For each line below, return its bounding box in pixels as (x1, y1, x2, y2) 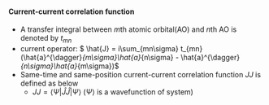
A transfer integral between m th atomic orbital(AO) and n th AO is (20, 24, 237, 34)
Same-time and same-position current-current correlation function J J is (20, 70, 262, 79)
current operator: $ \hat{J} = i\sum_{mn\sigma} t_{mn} (20, 44, 203, 53)
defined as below (20, 78, 79, 88)
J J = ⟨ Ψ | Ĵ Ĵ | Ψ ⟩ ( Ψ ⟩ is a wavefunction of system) (32, 87, 193, 97)
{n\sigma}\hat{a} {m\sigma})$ (20, 61, 119, 71)
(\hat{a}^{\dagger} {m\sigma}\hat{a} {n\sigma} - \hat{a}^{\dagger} (20, 53, 241, 62)
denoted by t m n (20, 33, 72, 45)
